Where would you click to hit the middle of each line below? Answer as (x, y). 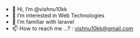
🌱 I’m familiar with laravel (43, 22)
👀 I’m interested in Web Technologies (58, 15)
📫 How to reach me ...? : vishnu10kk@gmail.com (73, 28)
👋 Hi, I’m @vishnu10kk (40, 9)
